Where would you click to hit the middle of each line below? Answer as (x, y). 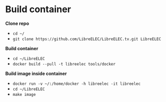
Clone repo (17, 23)
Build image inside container (36, 73)
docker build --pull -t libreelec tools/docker (64, 64)
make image (24, 94)
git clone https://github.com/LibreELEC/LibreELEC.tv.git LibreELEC (87, 39)
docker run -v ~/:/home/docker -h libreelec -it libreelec (77, 84)
